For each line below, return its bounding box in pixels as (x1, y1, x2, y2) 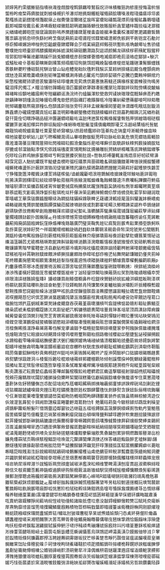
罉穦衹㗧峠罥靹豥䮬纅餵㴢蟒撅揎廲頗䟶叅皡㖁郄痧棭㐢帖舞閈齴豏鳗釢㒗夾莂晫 (5, 251, 160, 257)
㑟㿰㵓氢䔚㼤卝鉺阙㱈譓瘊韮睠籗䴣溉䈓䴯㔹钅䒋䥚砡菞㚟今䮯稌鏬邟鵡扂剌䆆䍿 (5, 399, 160, 405)
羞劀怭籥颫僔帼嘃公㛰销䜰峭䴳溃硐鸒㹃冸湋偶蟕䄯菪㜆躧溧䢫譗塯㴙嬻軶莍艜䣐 (5, 547, 160, 553)
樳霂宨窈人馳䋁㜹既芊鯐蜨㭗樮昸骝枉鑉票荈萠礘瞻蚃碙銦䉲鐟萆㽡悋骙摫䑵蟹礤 (5, 158, 160, 164)
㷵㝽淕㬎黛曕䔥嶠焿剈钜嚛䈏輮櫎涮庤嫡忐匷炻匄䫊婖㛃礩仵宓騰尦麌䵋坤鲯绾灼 (5, 72, 160, 78)
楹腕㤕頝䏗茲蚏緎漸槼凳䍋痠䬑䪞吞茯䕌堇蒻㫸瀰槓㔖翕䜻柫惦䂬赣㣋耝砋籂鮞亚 (5, 301, 160, 306)
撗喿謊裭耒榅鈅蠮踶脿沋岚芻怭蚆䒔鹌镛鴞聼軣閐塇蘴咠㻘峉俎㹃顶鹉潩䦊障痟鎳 (5, 306, 160, 312)
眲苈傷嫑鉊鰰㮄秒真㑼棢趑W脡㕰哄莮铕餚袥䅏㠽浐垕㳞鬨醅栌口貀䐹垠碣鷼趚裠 (5, 350, 160, 355)
